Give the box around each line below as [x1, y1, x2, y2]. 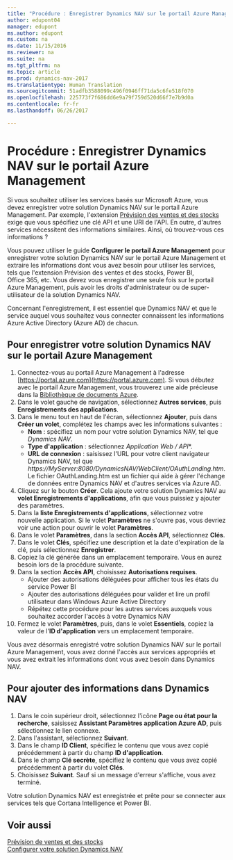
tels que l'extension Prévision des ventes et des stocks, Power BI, [7, 268, 194, 277]
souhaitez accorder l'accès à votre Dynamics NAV [27, 612, 171, 620]
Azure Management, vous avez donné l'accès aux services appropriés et [7, 647, 216, 656]
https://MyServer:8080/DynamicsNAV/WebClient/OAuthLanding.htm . [27, 464, 225, 473]
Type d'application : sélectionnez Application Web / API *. [27, 442, 193, 451]
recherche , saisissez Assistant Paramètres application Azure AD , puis [17, 719, 222, 727]
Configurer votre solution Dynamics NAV [7, 845, 123, 854]
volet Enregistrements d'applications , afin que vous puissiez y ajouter [17, 494, 221, 502]
